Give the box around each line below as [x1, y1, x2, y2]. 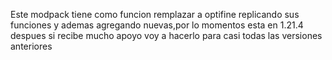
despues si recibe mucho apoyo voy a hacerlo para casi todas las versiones [10, 30, 323, 41]
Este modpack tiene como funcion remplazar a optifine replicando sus [10, 9, 300, 20]
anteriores [10, 40, 53, 52]
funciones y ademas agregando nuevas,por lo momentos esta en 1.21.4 [10, 19, 304, 31]
